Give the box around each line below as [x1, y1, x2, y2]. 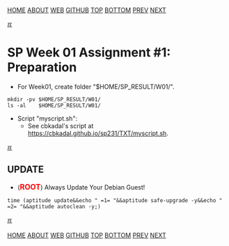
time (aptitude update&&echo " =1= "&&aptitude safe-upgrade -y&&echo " [7, 197, 223, 204]
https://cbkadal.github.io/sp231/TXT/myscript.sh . [27, 129, 168, 137]
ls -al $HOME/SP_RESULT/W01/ [7, 102, 101, 109]
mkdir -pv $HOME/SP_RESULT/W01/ [7, 95, 101, 103]
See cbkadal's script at [27, 121, 94, 130]
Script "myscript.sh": [17, 114, 78, 123]
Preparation [7, 59, 77, 75]
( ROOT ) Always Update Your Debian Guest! [17, 182, 145, 192]
